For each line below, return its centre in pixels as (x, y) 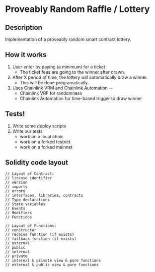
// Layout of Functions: (31, 226)
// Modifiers (19, 213)
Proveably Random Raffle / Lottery (77, 9)
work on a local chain (41, 136)
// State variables (25, 204)
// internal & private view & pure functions (53, 261)
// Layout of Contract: (30, 174)
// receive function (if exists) (40, 235)
